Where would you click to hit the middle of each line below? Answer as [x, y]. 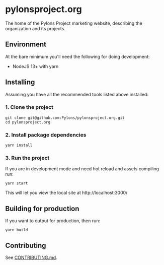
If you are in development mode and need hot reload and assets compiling [82, 169]
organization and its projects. [35, 28]
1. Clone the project [29, 107]
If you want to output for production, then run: [53, 221]
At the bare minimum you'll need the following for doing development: [77, 56]
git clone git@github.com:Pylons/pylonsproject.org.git [65, 118]
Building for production [42, 208]
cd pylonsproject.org [28, 122]
